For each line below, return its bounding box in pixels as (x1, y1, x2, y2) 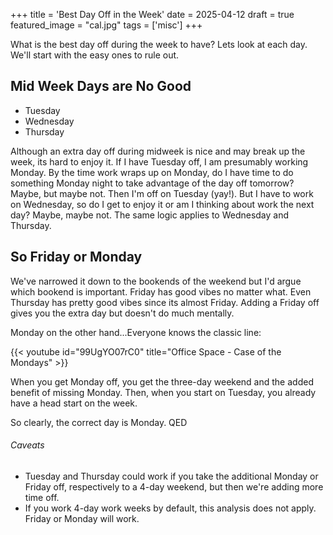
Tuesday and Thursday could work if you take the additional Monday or (24, 470, 319, 482)
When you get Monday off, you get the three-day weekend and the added (10, 375, 314, 388)
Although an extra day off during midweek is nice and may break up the (10, 145, 306, 157)
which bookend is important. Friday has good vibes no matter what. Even (10, 285, 312, 298)
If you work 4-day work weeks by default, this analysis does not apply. (24, 502, 317, 514)
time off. (24, 491, 60, 503)
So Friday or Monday (10, 249, 143, 266)
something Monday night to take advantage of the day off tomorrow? (10, 177, 295, 189)
